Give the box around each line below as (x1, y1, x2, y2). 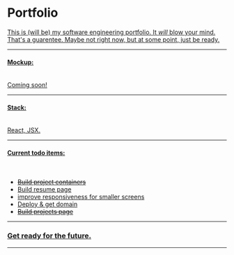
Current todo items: (7, 148, 65, 157)
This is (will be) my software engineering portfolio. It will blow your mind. (7, 28, 216, 36)
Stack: (7, 103, 26, 111)
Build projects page (17, 207, 74, 215)
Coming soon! (7, 81, 47, 89)
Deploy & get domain (17, 200, 78, 208)
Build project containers (17, 178, 86, 186)
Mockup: (7, 58, 34, 66)
